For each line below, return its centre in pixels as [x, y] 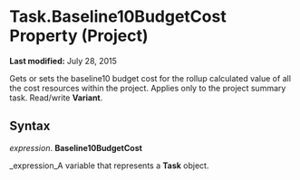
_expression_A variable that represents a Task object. [109, 166]
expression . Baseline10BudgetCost [76, 147]
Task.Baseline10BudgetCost [118, 17]
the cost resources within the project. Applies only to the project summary [148, 88]
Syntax [30, 126]
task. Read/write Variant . [56, 98]
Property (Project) [79, 36]
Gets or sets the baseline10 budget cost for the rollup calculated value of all [150, 78]
